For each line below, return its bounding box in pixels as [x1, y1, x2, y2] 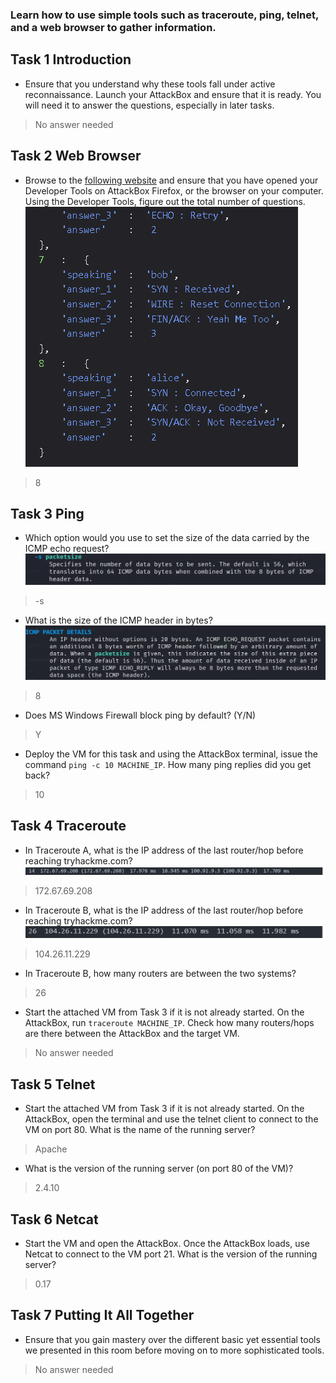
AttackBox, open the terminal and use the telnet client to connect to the [24, 1113, 319, 1125]
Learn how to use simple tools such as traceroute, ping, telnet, [10, 8, 319, 22]
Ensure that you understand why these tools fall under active [24, 78, 276, 90]
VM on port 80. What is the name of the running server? [24, 1124, 256, 1136]
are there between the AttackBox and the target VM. [24, 1028, 240, 1040]
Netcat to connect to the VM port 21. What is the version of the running [24, 1248, 318, 1260]
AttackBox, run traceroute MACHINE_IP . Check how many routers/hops [24, 1017, 315, 1029]
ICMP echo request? [24, 543, 110, 555]
